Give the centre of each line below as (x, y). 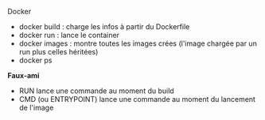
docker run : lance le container (69, 35)
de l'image (36, 107)
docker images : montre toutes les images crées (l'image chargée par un (138, 43)
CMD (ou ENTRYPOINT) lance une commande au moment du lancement (137, 99)
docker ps (35, 60)
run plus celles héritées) (58, 52)
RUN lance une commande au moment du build (96, 91)
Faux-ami (23, 75)
